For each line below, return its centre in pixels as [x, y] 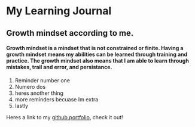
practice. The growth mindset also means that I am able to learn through [98, 61]
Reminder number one [42, 80]
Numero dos [30, 86]
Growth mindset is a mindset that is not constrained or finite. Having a [95, 48]
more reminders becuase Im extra [57, 99]
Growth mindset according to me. [70, 33]
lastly [22, 106]
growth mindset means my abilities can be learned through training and [97, 54]
